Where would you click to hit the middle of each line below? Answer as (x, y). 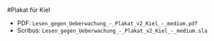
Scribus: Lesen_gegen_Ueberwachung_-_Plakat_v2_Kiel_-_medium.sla (112, 30)
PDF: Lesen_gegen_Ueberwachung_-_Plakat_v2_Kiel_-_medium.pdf (107, 23)
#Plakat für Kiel (29, 10)
